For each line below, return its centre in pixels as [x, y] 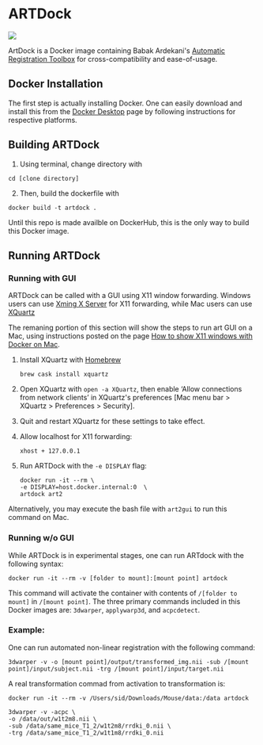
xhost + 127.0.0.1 [50, 451]
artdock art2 [41, 495]
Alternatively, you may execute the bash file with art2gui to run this [118, 509]
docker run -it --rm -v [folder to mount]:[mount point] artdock [118, 578]
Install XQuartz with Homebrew [70, 360]
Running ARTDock [54, 256]
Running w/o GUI [41, 538]
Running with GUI [42, 278]
